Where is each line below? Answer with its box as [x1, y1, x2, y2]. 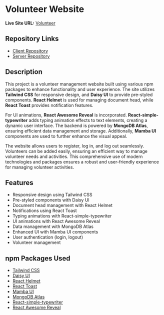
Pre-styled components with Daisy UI [12, 197, 90, 203]
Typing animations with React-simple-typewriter [12, 213, 112, 219]
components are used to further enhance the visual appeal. [5, 133, 127, 139]
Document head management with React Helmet [12, 202, 113, 208]
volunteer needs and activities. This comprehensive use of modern [5, 153, 143, 159]
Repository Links [5, 34, 59, 43]
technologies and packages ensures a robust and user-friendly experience [5, 158, 159, 164]
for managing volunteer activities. [5, 164, 74, 170]
